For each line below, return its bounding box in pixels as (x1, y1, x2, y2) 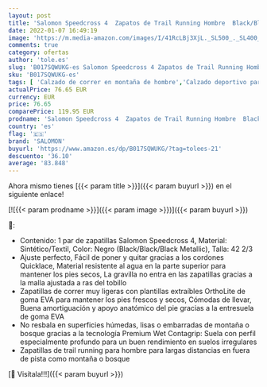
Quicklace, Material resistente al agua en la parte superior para (19, 261, 226, 271)
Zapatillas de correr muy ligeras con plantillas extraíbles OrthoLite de (19, 287, 246, 296)
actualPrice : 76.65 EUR (8, 85, 87, 94)
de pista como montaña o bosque (19, 354, 130, 364)
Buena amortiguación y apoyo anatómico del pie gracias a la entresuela (19, 304, 254, 313)
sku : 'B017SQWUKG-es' (8, 71, 80, 79)
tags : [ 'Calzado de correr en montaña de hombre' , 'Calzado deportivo (8, 78, 247, 86)
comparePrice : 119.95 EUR (8, 108, 94, 116)
